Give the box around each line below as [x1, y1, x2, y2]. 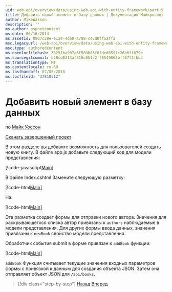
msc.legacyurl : [5, 41, 38, 46]
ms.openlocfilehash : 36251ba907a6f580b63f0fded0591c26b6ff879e [5, 50, 143, 55]
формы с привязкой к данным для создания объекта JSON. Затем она [5, 265, 160, 272]
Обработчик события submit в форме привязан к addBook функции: [5, 240, 151, 246]
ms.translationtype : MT [5, 60, 56, 65]
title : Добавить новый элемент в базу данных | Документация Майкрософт [5, 12, 164, 17]
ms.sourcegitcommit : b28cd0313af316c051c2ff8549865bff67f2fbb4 [5, 55, 143, 60]
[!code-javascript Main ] [5, 164, 54, 170]
